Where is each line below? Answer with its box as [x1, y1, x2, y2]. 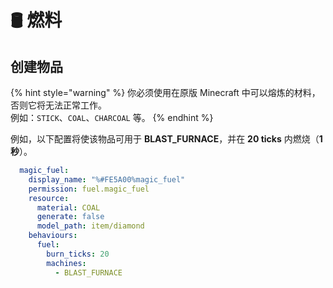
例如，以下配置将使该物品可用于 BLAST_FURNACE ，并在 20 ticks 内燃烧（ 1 [10, 133, 323, 145]
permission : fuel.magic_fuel [28, 184, 150, 194]
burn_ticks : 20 [46, 249, 110, 259]
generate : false [36, 212, 105, 222]
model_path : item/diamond [36, 221, 145, 231]
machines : [46, 258, 87, 268]
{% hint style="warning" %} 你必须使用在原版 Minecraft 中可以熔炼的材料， [10, 87, 321, 98]
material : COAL [36, 202, 101, 213]
